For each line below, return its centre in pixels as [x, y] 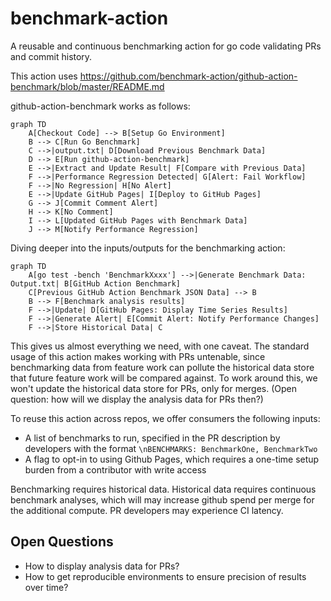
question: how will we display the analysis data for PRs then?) [137, 399]
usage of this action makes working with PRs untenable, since [138, 356]
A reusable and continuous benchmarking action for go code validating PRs [166, 46]
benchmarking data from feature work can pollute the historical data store [162, 367]
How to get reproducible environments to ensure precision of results [165, 576]
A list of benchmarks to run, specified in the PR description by [152, 438]
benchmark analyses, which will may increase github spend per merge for [162, 499]
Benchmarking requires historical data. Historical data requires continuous [163, 489]
